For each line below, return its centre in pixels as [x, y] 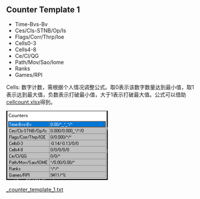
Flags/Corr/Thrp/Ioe [39, 37]
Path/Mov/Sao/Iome [39, 62]
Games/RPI [29, 74]
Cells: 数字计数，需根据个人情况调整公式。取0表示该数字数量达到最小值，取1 [100, 87]
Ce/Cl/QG [27, 55]
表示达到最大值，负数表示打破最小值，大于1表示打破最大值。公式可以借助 [96, 94]
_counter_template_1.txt [35, 189]
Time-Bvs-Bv [31, 24]
